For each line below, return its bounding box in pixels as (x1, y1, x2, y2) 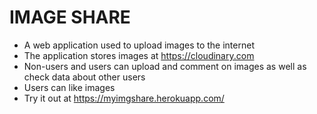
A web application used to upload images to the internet (23, 39, 255, 51)
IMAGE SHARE (9, 6, 131, 29)
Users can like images (23, 81, 116, 93)
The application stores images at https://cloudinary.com (23, 49, 255, 61)
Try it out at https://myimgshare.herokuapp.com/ (23, 92, 225, 104)
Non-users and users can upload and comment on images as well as (23, 60, 307, 72)
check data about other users (23, 71, 146, 83)
